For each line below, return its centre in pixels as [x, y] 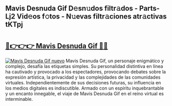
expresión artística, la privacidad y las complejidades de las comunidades [83, 77]
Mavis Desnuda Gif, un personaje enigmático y [115, 61]
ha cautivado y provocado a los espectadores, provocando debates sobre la [86, 72]
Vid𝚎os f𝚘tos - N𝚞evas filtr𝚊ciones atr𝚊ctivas [92, 17]
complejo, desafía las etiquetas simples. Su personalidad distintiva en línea [84, 66]
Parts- [149, 8]
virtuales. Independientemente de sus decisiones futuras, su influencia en [83, 83]
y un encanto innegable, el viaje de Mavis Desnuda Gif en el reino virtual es [85, 94]
